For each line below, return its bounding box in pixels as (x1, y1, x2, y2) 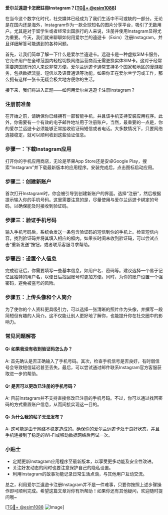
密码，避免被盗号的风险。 (5, 280, 58, 286)
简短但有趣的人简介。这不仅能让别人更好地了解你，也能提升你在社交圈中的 (5, 312, 158, 318)
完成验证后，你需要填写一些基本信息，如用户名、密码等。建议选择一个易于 (5, 268, 158, 274)
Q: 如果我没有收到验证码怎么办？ (5, 346, 72, 352)
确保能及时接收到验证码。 (18, 203, 71, 209)
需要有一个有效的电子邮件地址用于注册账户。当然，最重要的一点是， (18, 119, 158, 125)
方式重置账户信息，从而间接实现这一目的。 (13, 401, 101, 408)
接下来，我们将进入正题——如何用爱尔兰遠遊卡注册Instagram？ (5, 87, 135, 93)
